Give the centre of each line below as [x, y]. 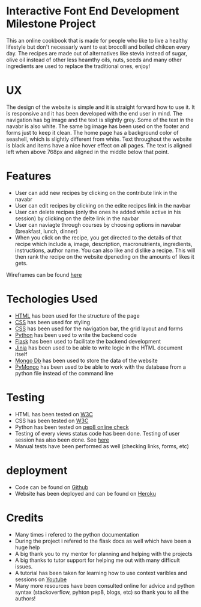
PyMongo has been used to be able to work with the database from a [100, 367]
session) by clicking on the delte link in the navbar [77, 218]
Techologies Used [52, 299]
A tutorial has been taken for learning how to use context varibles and [101, 573]
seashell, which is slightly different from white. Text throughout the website [99, 139]
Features [29, 176]
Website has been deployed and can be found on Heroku [85, 493]
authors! [25, 598]
